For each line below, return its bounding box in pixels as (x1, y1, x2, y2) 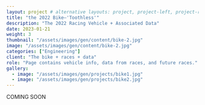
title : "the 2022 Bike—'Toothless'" (6, 15, 99, 21)
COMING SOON (6, 93, 46, 101)
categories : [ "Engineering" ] (6, 49, 81, 55)
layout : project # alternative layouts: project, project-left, (6, 8, 173, 15)
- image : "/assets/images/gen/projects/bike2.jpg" (12, 76, 143, 83)
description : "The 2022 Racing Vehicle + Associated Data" (6, 20, 160, 26)
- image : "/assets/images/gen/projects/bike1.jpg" (12, 71, 143, 77)
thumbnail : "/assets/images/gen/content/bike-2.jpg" (6, 37, 143, 43)
